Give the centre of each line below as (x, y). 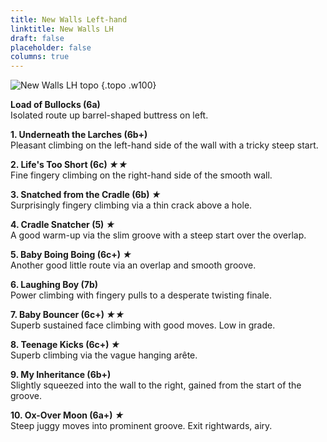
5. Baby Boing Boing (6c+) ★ (71, 255)
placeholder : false (51, 47)
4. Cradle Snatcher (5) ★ (63, 225)
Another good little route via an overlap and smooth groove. (133, 265)
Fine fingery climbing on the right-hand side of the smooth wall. (141, 175)
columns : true (40, 57)
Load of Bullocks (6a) (55, 105)
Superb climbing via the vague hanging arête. (104, 355)
